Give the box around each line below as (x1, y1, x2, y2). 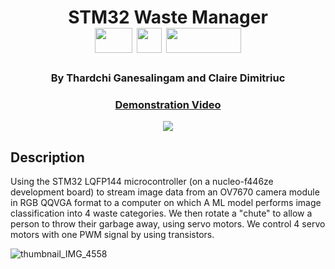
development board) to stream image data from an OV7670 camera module (10, 186, 320, 198)
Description (10, 149, 85, 166)
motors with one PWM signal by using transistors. (10, 229, 215, 241)
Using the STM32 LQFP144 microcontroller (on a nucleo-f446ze (10, 176, 274, 188)
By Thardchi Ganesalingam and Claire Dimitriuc (50, 71, 286, 85)
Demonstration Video (114, 98, 222, 112)
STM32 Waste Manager (68, 6, 268, 29)
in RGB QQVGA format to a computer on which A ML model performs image (10, 197, 322, 209)
